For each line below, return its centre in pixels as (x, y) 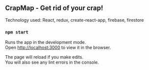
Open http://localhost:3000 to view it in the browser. (58, 48)
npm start (17, 32)
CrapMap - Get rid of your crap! (54, 8)
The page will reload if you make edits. (44, 57)
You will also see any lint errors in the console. (52, 62)
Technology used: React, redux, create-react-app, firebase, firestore (74, 20)
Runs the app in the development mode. (45, 42)
